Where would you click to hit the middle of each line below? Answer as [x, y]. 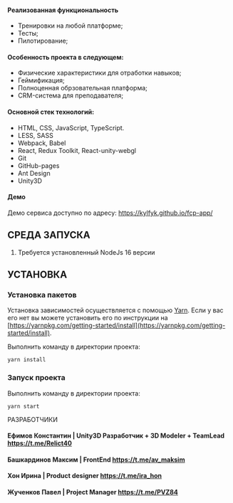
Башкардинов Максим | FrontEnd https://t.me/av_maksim [96, 460]
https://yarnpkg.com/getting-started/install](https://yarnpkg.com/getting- [118, 325]
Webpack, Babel [42, 143]
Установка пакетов [42, 295]
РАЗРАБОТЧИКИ [33, 419]
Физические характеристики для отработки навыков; [99, 73]
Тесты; [28, 33]
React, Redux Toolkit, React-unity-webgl [77, 150]
